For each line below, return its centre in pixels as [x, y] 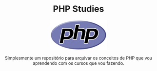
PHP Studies [78, 9]
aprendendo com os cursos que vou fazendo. [78, 63]
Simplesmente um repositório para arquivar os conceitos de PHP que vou [78, 58]
